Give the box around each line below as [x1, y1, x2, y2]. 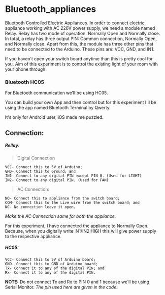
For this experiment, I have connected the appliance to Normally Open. [5, 223, 149, 229]
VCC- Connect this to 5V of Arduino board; [5, 257, 96, 262]
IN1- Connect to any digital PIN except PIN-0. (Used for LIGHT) [5, 173, 142, 178]
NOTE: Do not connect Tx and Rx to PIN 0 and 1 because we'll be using [5, 279, 149, 285]
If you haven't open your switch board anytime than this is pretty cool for [5, 55, 153, 61]
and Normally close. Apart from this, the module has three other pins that [5, 41, 154, 47]
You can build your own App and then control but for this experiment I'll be [5, 99, 157, 105]
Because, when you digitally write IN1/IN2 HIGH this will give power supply [5, 228, 157, 234]
